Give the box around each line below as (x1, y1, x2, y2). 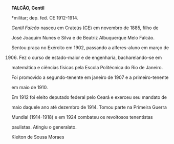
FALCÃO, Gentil (11, 5, 45, 11)
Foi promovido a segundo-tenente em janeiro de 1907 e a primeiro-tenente (11, 74, 169, 80)
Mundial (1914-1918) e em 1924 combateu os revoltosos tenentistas (11, 114, 153, 120)
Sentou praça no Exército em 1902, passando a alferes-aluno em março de (11, 45, 169, 51)
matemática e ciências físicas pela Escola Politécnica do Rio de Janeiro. (11, 65, 163, 70)
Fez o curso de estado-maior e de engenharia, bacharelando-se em (18, 54, 162, 60)
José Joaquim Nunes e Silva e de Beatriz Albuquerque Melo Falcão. (11, 35, 155, 40)
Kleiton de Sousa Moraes (11, 134, 64, 140)
